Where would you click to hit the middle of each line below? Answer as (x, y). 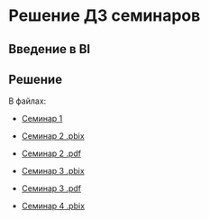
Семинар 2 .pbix (53, 136)
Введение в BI (50, 49)
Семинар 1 (42, 119)
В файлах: (27, 101)
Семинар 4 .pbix (53, 206)
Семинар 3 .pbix (53, 171)
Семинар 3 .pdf (51, 188)
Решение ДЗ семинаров (104, 16)
